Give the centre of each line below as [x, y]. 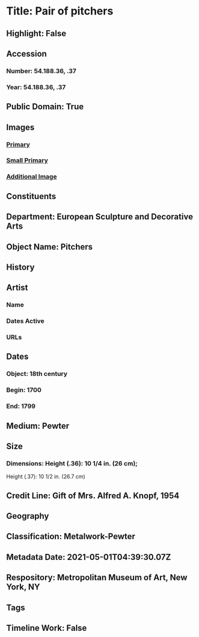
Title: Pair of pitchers [60, 11]
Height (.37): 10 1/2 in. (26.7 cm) [46, 477]
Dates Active [26, 321]
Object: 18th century [37, 374]
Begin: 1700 [24, 390]
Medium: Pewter [38, 426]
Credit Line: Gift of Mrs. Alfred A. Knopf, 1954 [93, 496]
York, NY [23, 587]
